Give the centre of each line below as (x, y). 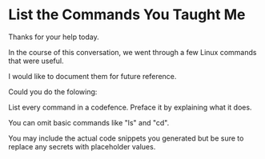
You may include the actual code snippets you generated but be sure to (126, 138)
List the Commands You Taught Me (127, 15)
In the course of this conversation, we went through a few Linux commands (132, 52)
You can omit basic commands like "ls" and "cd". (89, 122)
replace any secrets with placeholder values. (82, 146)
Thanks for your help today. (54, 37)
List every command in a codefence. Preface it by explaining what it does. (130, 107)
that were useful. (36, 61)
